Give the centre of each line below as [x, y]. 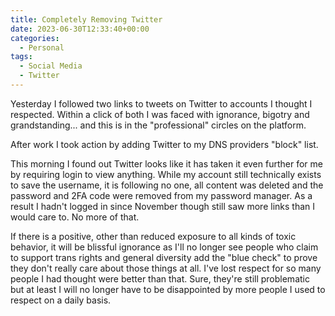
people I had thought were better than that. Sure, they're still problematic [160, 278]
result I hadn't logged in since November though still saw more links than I [162, 206]
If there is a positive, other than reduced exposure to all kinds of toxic [153, 236]
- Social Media [51, 66]
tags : [21, 57]
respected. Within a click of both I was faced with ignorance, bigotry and [160, 114]
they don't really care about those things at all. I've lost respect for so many [166, 268]
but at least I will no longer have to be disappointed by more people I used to [168, 289]
